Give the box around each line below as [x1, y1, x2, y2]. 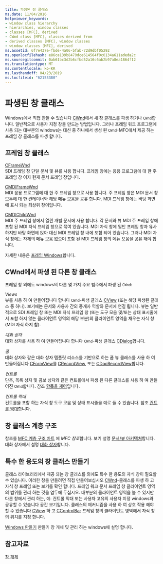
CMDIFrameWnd [5, 184, 38, 189]
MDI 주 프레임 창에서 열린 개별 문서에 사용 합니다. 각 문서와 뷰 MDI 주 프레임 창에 [5, 217, 158, 223]
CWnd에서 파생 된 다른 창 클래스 [5, 268, 97, 276]
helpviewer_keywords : [5, 16, 49, 21]
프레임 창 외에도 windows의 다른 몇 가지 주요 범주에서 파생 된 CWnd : [5, 282, 133, 288]
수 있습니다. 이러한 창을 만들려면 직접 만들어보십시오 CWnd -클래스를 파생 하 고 [5, 477, 154, 483]
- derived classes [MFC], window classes [5, 39, 91, 44]
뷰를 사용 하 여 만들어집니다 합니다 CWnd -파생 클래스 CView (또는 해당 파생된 [5, 297, 149, 303]
